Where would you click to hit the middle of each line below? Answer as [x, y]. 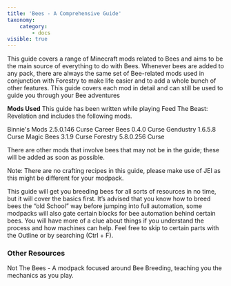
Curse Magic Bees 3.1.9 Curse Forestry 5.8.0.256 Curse [86, 137]
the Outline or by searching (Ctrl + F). [60, 236]
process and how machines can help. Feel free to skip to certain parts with [113, 228]
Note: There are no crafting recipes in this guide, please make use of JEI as [114, 171]
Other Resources [36, 254]
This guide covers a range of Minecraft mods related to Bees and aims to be [115, 59]
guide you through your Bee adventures [64, 95]
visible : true [28, 39]
